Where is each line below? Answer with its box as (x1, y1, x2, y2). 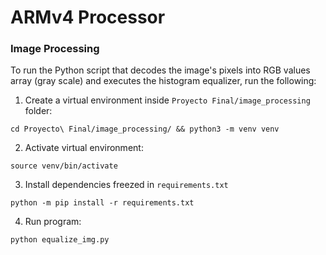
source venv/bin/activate (10, 161, 118, 171)
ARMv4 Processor (10, 6, 166, 29)
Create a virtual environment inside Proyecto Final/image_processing (24, 94, 311, 106)
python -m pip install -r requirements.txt (10, 198, 195, 208)
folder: (24, 105, 53, 117)
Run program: (24, 216, 82, 228)
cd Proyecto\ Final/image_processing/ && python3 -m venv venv (10, 124, 280, 135)
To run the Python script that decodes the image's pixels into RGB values (10, 64, 311, 76)
